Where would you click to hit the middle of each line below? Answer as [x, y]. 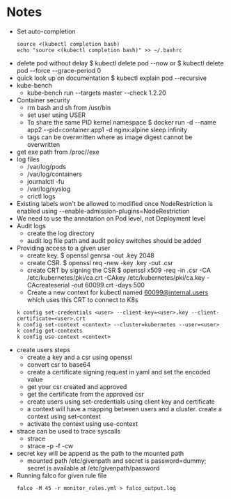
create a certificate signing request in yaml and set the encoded [119, 372]
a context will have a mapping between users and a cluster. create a [124, 409]
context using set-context [64, 416]
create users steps [43, 349]
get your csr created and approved [77, 386]
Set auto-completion [46, 31]
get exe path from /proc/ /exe [58, 152]
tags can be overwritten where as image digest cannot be [110, 137]
